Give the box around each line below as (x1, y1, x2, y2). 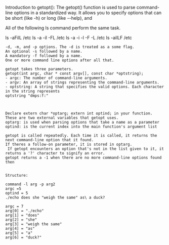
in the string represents (5, 89, 60, 94)
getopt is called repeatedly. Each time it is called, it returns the (5, 133, 157, 138)
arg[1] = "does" (5, 213, 39, 218)
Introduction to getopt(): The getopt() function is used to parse (5, 5, 136, 10)
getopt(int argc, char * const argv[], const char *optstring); (5, 71, 144, 76)
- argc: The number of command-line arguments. (5, 75, 108, 80)
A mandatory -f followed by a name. (5, 53, 82, 58)
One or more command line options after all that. (5, 58, 114, 63)
